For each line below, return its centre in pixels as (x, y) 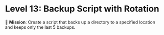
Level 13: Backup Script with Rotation (82, 9)
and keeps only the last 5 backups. (40, 27)
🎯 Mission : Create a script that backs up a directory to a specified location (80, 22)
